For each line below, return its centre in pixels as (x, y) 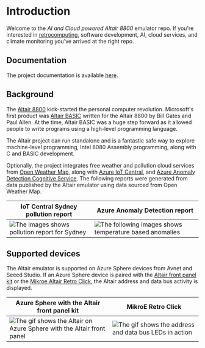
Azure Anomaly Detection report (145, 210)
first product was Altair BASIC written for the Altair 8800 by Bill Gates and (99, 116)
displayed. (19, 288)
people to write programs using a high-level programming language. (92, 128)
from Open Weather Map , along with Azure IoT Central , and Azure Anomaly (101, 172)
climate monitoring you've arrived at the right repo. (70, 41)
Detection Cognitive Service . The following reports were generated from (97, 178)
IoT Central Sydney (49, 206)
